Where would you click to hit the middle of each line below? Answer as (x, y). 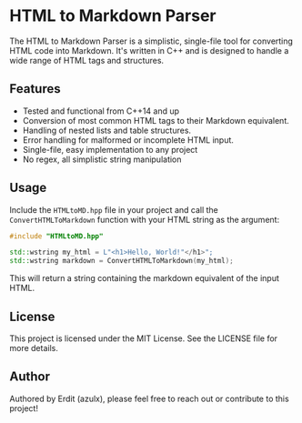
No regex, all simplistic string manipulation (102, 159)
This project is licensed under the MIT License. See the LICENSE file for (144, 338)
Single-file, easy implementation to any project (110, 149)
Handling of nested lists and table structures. (107, 130)
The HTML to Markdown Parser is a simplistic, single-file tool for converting (151, 41)
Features (35, 89)
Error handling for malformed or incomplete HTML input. (128, 140)
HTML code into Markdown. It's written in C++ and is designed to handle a (149, 50)
